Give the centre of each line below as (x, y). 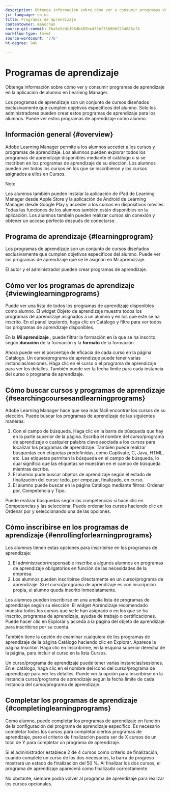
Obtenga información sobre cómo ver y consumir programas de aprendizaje (85, 87)
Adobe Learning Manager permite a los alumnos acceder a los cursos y (80, 147)
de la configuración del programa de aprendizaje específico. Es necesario (83, 726)
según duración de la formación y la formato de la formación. (70, 343)
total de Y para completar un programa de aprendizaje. (63, 742)
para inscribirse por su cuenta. (37, 626)
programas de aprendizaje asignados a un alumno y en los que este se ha (83, 317)
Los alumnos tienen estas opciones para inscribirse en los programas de (81, 548)
